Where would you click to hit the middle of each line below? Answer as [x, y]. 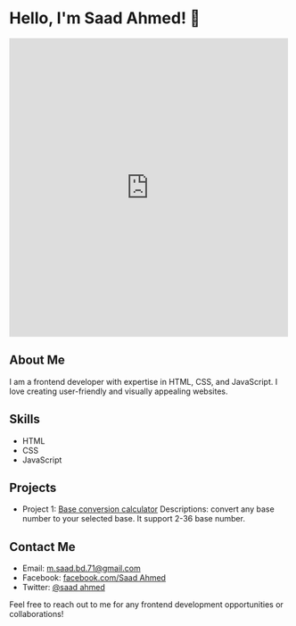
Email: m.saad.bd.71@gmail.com [81, 568]
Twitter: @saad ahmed [63, 588]
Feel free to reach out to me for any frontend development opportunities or [146, 605]
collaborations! [37, 614]
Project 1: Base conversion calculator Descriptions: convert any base [148, 509]
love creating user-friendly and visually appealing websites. [119, 391]
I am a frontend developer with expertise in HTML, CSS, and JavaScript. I [144, 381]
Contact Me [42, 547]
